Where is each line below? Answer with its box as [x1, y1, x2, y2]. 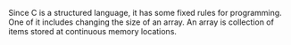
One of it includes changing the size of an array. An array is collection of [8, 17, 274, 27]
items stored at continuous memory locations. [8, 26, 178, 36]
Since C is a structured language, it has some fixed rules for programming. [8, 8, 282, 18]
